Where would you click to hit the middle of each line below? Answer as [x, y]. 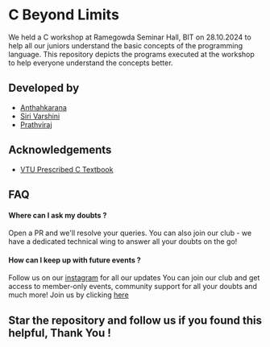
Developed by [44, 88]
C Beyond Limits [64, 15]
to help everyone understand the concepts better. [91, 63]
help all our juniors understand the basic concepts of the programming [126, 45]
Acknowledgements [60, 150]
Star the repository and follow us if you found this [135, 320]
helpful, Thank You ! [60, 333]
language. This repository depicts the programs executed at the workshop [132, 54]
